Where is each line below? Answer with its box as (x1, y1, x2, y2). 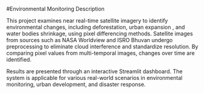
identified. (6, 56, 32, 63)
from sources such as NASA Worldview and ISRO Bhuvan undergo (6, 37, 173, 43)
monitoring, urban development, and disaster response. (6, 81, 146, 88)
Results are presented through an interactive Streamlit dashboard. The (6, 68, 183, 75)
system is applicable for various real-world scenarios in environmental (6, 74, 183, 81)
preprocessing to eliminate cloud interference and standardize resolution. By (6, 43, 199, 50)
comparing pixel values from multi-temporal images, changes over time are (6, 49, 195, 57)
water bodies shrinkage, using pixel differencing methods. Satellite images (6, 30, 193, 37)
